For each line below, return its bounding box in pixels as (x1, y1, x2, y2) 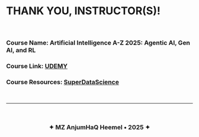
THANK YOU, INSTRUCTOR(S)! (6, 4, 161, 18)
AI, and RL (6, 46, 36, 54)
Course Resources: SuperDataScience (6, 78, 120, 86)
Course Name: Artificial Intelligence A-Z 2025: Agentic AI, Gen (6, 39, 191, 47)
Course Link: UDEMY (6, 62, 68, 70)
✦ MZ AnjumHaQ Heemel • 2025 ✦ (49, 123, 150, 131)
